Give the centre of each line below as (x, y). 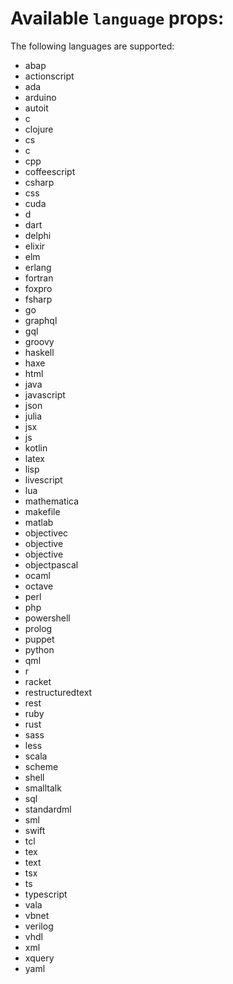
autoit (36, 108)
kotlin (36, 448)
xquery (39, 958)
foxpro (38, 288)
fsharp (38, 299)
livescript (43, 479)
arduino (40, 97)
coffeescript (50, 171)
